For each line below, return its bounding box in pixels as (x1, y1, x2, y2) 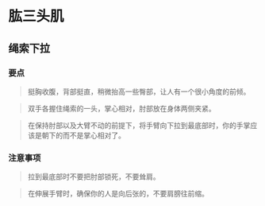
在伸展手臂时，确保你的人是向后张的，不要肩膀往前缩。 (27, 189, 209, 199)
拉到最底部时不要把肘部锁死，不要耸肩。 (27, 172, 160, 181)
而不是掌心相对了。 (62, 130, 125, 140)
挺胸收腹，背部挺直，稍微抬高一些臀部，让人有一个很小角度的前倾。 (27, 87, 251, 96)
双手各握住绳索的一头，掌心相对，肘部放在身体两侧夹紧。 (27, 103, 216, 113)
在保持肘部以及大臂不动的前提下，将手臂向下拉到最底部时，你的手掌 (27, 120, 251, 130)
